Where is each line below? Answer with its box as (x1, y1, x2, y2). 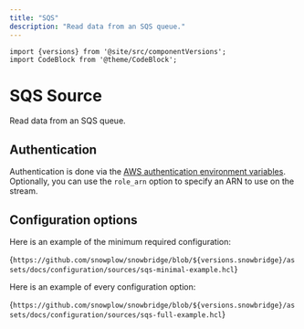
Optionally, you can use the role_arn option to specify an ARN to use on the (9, 175, 295, 187)
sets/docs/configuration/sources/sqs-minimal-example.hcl (9, 266, 235, 275)
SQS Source (9, 85, 102, 106)
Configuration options (9, 212, 139, 228)
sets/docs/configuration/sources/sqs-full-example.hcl (9, 311, 223, 320)
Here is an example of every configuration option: (9, 281, 196, 292)
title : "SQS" (9, 13, 59, 23)
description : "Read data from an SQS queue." (9, 22, 185, 31)
